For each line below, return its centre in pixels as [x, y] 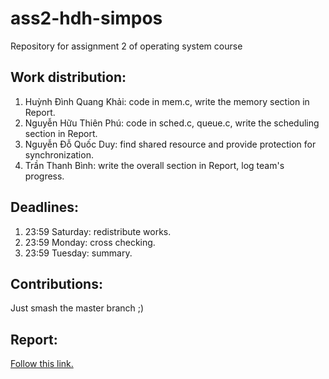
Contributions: [56, 283]
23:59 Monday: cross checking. [90, 242]
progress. [44, 176]
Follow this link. [42, 364]
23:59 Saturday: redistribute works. [98, 231]
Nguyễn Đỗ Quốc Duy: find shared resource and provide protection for [170, 144]
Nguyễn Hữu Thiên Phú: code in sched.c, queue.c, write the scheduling [172, 123]
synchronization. [59, 154]
